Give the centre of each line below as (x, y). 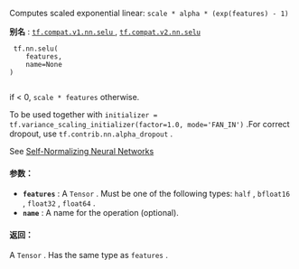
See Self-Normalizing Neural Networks (82, 151)
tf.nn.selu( (36, 49)
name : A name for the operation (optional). (100, 213)
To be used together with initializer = (84, 115)
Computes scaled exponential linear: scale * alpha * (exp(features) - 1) (149, 13)
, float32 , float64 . (59, 203)
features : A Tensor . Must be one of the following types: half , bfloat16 (156, 194)
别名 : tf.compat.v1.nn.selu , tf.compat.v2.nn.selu (105, 32)
